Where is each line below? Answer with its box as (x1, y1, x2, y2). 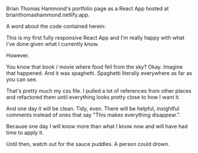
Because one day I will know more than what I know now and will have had (6, 123, 188, 129)
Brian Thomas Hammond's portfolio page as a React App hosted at (6, 5, 169, 12)
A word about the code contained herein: (6, 23, 106, 30)
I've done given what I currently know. (6, 41, 99, 47)
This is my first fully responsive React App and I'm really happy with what (6, 34, 185, 41)
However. (6, 52, 30, 58)
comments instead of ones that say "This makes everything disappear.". (6, 112, 181, 118)
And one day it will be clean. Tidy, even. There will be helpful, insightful (6, 105, 179, 112)
